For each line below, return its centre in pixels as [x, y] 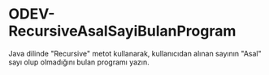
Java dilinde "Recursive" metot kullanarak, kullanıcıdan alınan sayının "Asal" [135, 53]
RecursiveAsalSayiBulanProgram [122, 31]
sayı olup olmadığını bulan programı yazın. [79, 62]
